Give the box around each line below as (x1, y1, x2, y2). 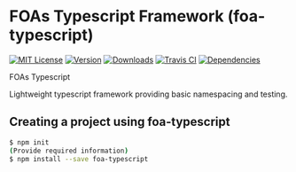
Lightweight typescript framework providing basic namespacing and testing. (9, 89, 288, 99)
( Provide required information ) (9, 146, 129, 155)
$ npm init (9, 137, 50, 147)
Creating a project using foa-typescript (9, 114, 230, 129)
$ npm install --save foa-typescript (9, 154, 149, 163)
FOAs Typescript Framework (9, 6, 224, 27)
